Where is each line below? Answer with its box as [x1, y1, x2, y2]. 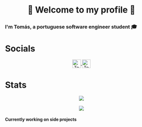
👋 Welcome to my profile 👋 [27, 4, 136, 16]
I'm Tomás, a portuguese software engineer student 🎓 [5, 24, 137, 31]
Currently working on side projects [5, 116, 77, 122]
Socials [5, 43, 35, 54]
